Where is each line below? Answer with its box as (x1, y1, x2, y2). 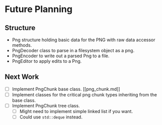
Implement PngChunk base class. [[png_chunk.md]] (12, 86, 121, 92)
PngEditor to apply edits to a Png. (12, 58, 82, 64)
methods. (12, 42, 32, 48)
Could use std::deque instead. (19, 114, 83, 120)
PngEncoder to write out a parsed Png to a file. (12, 53, 110, 59)
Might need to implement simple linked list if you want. (19, 108, 133, 114)
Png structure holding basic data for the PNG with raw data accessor (12, 37, 155, 43)
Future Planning (5, 4, 73, 15)
